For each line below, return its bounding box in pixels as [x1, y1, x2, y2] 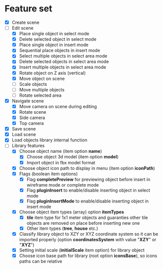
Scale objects [19, 81, 48, 87]
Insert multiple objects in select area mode [19, 64, 107, 70]
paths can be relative [19, 259, 62, 265]
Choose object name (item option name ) [19, 148, 102, 154]
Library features [11, 142, 45, 149]
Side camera [19, 115, 46, 121]
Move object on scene [19, 75, 65, 81]
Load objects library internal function [11, 137, 88, 143]
